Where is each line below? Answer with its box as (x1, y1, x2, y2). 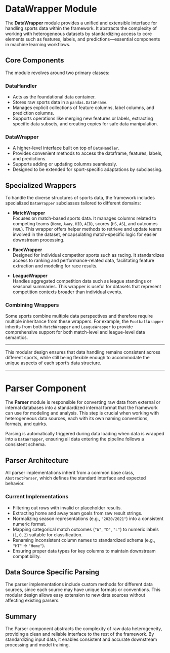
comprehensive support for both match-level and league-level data (5, 329, 145, 335)
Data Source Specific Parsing (5, 568, 100, 576)
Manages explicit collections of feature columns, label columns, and (12, 105, 154, 111)
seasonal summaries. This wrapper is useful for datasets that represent (12, 284, 161, 290)
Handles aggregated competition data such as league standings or (12, 278, 152, 284)
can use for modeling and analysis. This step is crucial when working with (5, 410, 159, 416)
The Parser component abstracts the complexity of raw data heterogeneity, (5, 626, 162, 632)
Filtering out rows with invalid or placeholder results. (12, 504, 122, 510)
